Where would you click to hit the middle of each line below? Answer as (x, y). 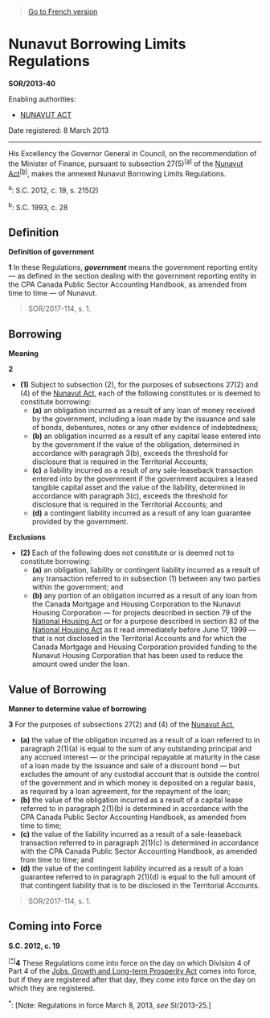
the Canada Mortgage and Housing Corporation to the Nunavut (136, 604)
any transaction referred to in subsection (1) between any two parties (146, 578)
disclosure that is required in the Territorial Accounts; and (127, 505)
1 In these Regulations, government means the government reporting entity (133, 267)
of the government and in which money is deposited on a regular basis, (137, 783)
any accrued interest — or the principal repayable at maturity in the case (140, 757)
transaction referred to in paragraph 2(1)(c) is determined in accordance (139, 842)
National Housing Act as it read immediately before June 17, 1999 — (144, 630)
